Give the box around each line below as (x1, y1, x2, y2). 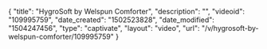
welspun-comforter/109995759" (8, 32, 114, 41)
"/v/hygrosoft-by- (201, 24, 259, 32)
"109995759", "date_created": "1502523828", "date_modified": (8, 15, 215, 24)
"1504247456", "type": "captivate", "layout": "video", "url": (8, 24, 200, 32)
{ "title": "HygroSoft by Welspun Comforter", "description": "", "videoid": (8, 7, 245, 16)
